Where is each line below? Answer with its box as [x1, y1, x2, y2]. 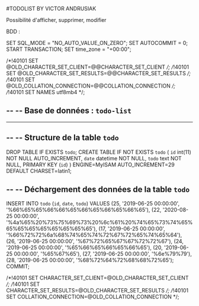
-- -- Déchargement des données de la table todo [6, 185, 190, 195]
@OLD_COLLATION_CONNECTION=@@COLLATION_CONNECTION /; [6, 82, 176, 89]
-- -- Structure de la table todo [6, 133, 119, 143]
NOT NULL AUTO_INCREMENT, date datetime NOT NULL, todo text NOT [6, 154, 182, 162]
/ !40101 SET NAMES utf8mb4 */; [6, 89, 85, 95]
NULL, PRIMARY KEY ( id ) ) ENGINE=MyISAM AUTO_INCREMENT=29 [6, 161, 175, 168]
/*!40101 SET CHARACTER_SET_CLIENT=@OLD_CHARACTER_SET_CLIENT [6, 275, 189, 282]
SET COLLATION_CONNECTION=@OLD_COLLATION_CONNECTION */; [6, 293, 179, 301]
